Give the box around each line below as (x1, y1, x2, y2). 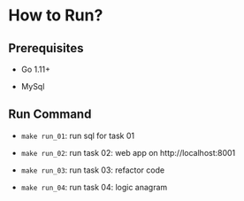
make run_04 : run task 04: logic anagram (20, 182, 168, 192)
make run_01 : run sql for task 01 (20, 130, 134, 141)
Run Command (8, 107, 92, 122)
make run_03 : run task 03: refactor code (20, 165, 165, 175)
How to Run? (8, 5, 103, 26)
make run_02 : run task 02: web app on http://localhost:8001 (20, 147, 236, 158)
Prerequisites (8, 41, 84, 56)
